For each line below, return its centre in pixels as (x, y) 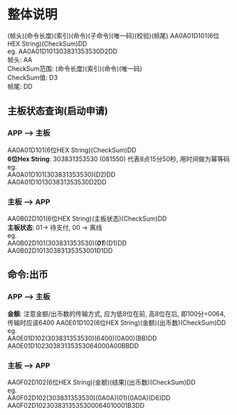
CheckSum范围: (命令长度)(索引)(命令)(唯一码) (75, 68)
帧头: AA (20, 59)
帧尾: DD (20, 86)
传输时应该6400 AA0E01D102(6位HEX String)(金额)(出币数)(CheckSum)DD (117, 322)
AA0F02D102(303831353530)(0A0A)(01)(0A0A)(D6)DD (89, 398)
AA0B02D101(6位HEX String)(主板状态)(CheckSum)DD (87, 219)
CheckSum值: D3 (33, 77)
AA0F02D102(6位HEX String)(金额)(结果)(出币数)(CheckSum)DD (101, 382)
